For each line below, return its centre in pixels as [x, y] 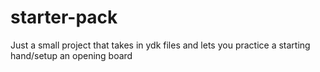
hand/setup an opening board [71, 55]
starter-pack [64, 17]
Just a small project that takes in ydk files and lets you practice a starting [160, 45]
